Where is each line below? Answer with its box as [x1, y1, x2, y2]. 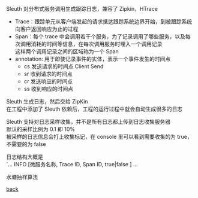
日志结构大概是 [6, 153, 43, 160]
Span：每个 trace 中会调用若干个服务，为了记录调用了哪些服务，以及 [14, 33, 186, 40]
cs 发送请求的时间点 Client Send [23, 63, 104, 70]
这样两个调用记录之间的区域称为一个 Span [14, 48, 119, 55]
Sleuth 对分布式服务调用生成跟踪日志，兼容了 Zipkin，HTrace [6, 5, 158, 12]
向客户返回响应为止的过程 [14, 26, 79, 32]
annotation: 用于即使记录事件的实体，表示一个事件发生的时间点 [14, 56, 171, 62]
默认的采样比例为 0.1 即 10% [6, 126, 76, 133]
